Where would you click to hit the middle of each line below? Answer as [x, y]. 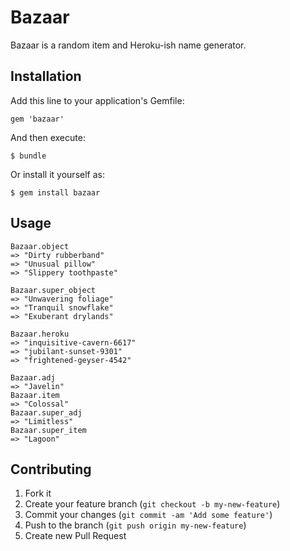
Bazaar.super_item [48, 430]
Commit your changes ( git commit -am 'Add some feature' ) [148, 515]
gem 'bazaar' [37, 119]
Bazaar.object [40, 246]
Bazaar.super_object [53, 290]
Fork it [38, 493]
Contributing [51, 469]
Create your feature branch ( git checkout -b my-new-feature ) [152, 504]
